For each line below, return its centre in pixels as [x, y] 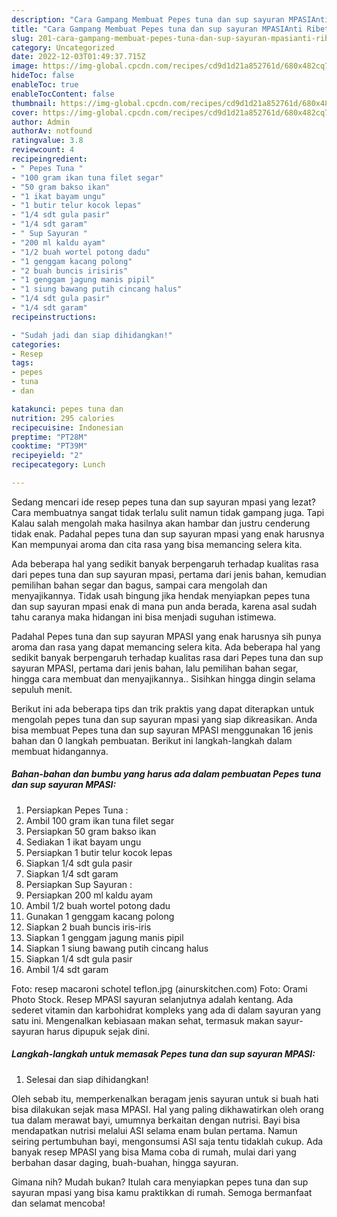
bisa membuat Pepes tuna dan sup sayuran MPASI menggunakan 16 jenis [162, 730]
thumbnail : [34, 103]
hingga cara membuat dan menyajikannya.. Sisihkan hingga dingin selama [163, 678]
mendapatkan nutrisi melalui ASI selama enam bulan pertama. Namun [154, 1130]
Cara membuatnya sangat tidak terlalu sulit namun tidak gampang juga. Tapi [168, 512]
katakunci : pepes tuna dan [67, 409]
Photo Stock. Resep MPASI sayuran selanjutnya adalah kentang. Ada [152, 999]
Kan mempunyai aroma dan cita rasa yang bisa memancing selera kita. [157, 544]
